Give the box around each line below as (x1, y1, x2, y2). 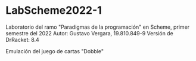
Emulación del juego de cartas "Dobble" (5, 47, 104, 54)
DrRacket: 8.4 (5, 36, 39, 43)
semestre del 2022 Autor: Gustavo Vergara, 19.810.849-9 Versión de (5, 29, 173, 36)
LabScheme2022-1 (5, 4, 102, 17)
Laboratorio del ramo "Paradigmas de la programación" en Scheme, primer (5, 23, 190, 30)
